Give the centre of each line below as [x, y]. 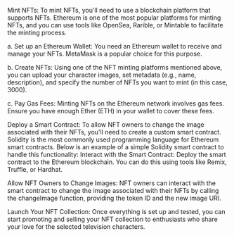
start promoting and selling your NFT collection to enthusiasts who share [112, 219]
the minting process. [37, 32]
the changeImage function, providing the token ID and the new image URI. [114, 198]
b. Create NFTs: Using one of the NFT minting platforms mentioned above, [115, 67]
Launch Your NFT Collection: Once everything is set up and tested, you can [116, 212]
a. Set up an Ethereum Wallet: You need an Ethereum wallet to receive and [115, 46]
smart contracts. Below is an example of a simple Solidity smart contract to [116, 147]
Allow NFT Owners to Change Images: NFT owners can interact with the [112, 183]
